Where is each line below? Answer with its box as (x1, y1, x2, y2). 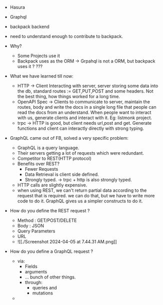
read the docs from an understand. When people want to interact (17, 110, 151, 115)
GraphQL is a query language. (17, 145, 79, 151)
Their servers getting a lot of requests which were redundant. (17, 150, 144, 156)
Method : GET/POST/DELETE (17, 217, 77, 223)
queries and (32, 285, 57, 290)
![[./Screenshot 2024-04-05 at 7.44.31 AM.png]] (17, 239, 117, 244)
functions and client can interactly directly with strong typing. (17, 125, 144, 131)
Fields (24, 263, 37, 269)
